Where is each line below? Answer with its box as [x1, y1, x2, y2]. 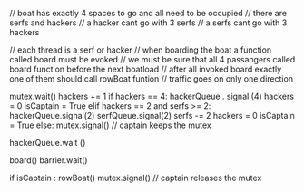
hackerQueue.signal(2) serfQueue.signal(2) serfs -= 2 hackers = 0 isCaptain [9, 110, 295, 120]
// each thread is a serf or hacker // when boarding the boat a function [9, 44, 272, 55]
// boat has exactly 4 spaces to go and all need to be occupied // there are [9, 8, 288, 18]
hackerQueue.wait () [9, 138, 86, 148]
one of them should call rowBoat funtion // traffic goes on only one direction [9, 73, 293, 84]
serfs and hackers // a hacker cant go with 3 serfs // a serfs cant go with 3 [9, 17, 288, 28]
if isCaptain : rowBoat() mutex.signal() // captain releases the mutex [9, 172, 262, 183]
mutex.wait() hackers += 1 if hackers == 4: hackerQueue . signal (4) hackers [9, 91, 295, 101]
